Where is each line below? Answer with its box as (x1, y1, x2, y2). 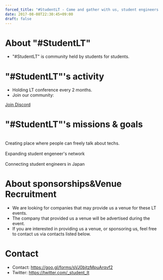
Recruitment (5, 189, 57, 200)
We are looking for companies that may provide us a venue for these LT (12, 205, 157, 211)
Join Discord (5, 102, 31, 108)
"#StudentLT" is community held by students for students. (12, 53, 130, 59)
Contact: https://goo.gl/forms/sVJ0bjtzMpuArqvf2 (12, 264, 113, 270)
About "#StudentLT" (5, 37, 91, 49)
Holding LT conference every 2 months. (12, 87, 93, 93)
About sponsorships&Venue (5, 178, 122, 189)
